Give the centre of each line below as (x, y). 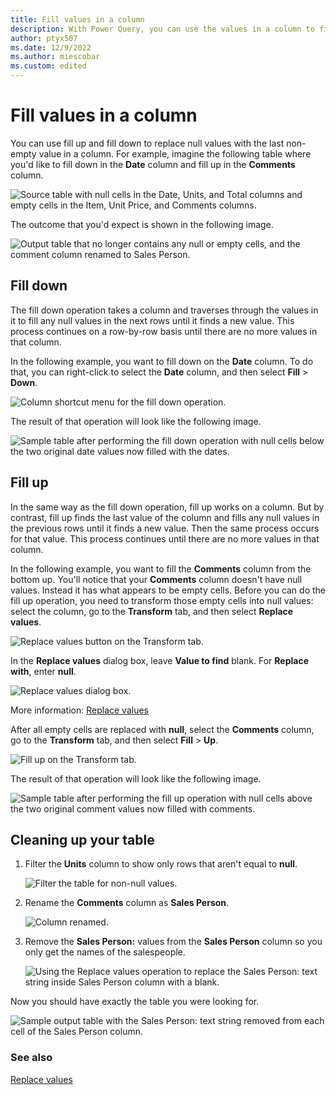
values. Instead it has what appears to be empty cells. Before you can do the (168, 590)
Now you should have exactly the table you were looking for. (135, 1002)
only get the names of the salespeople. (105, 952)
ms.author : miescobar (55, 57)
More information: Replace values (80, 710)
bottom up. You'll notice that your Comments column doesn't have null (156, 579)
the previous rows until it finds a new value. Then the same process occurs (165, 528)
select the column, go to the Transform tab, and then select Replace (152, 611)
